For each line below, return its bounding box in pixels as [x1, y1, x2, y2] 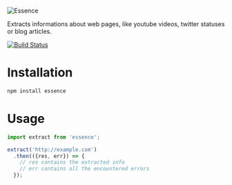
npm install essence [7, 87, 67, 95]
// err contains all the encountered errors [19, 166, 150, 173]
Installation [7, 65, 73, 81]
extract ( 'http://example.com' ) [7, 146, 97, 153]
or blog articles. [7, 28, 52, 35]
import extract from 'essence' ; [7, 133, 100, 141]
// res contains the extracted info [19, 159, 126, 166]
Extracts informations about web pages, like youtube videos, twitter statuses [7, 20, 225, 28]
